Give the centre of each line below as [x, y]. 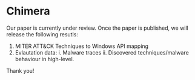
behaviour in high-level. [45, 59]
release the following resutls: [42, 34]
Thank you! [20, 70]
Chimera [28, 11]
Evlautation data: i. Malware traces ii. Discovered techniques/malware [102, 52]
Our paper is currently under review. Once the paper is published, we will [97, 28]
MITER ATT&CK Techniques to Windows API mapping [82, 46]
